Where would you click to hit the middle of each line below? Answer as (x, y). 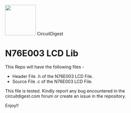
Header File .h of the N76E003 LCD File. (52, 76)
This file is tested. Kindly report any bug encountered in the (65, 91)
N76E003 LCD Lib (42, 53)
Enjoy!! (12, 105)
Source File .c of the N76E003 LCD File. (52, 81)
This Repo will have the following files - (45, 67)
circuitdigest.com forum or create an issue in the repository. (65, 96)
